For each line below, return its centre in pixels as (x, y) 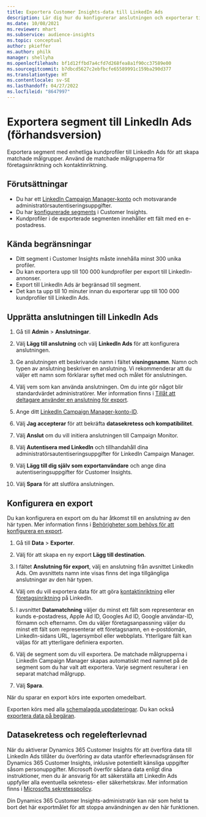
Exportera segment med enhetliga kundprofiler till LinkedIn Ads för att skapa (103, 152)
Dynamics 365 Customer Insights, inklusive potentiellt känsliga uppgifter (98, 763)
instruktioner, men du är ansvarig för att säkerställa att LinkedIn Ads (92, 775)
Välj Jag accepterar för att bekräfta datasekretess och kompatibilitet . (105, 423)
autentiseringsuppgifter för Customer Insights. (74, 472)
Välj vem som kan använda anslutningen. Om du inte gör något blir (99, 387)
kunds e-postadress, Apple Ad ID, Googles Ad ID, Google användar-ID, (105, 616)
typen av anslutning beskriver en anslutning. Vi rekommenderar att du (104, 368)
